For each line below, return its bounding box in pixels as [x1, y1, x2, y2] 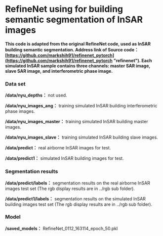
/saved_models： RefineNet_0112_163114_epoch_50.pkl [5, 225, 118, 231]
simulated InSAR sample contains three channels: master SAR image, [5, 63, 151, 69]
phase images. [5, 108, 35, 114]
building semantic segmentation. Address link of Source [5, 47, 123, 52]
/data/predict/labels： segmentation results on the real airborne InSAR [5, 180, 151, 186]
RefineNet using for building [5, 3, 123, 15]
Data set [5, 80, 26, 87]
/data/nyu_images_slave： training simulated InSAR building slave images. [5, 135, 158, 141]
